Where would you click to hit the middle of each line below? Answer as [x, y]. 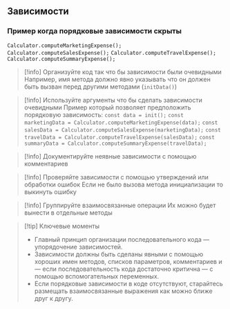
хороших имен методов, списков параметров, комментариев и [128, 261]
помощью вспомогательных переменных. [97, 276]
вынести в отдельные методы [68, 212]
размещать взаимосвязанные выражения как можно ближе [123, 291]
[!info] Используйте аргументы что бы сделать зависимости [113, 100]
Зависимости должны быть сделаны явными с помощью [119, 254]
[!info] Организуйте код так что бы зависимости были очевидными [123, 71]
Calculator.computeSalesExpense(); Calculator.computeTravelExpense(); [112, 53]
